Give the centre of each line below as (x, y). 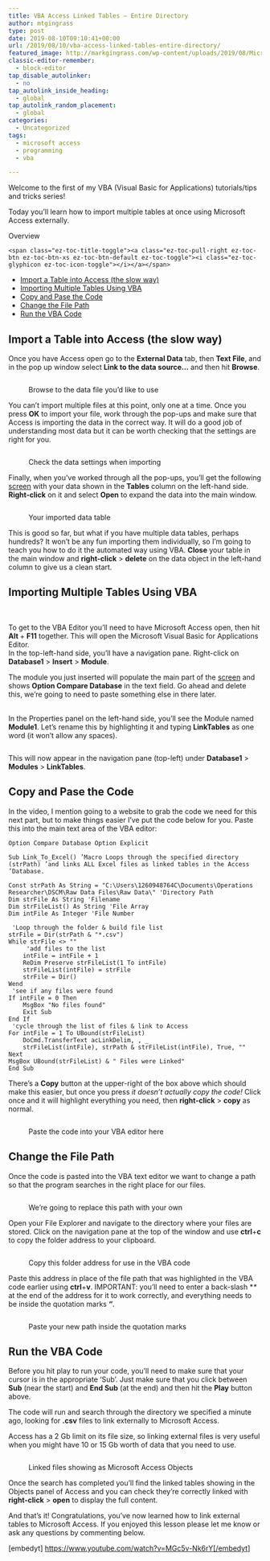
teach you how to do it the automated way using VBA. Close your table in (129, 550)
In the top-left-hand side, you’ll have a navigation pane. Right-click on (124, 653)
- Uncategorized (43, 128)
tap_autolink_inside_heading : (59, 90)
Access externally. (39, 220)
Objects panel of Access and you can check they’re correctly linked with (128, 1492)
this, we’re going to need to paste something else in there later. (112, 694)
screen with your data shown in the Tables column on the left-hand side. (129, 487)
